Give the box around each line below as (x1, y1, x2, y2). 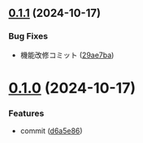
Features (8, 107, 45, 119)
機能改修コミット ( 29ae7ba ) (19, 50, 115, 60)
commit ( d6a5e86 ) (19, 126, 83, 136)
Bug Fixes (8, 31, 49, 42)
